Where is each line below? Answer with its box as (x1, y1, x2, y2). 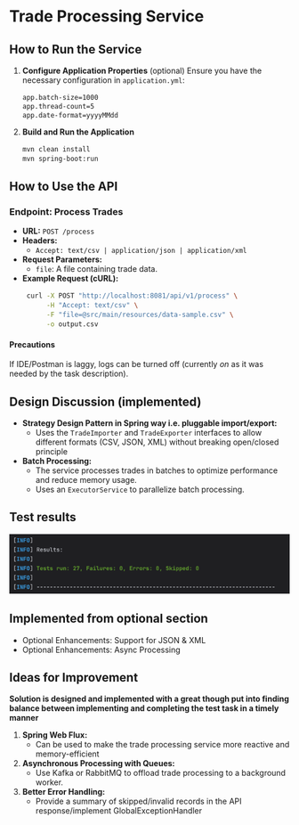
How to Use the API (9, 179, 118, 194)
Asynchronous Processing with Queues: (21, 758, 175, 769)
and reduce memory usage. (35, 474, 138, 485)
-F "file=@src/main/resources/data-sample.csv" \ (45, 310, 234, 320)
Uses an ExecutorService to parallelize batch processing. (35, 484, 245, 494)
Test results (9, 510, 77, 525)
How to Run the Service (9, 42, 142, 57)
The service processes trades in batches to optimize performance (35, 465, 279, 476)
